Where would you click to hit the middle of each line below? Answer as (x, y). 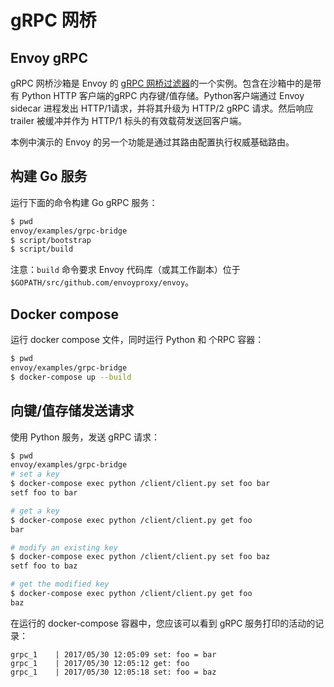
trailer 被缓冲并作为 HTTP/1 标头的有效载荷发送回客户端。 (128, 120)
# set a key (35, 474)
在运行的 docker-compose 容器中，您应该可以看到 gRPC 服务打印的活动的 (163, 623)
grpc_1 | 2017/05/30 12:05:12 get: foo (100, 663)
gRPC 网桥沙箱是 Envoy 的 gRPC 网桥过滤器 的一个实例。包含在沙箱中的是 (161, 83)
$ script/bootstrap (51, 240)
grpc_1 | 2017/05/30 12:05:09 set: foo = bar (113, 654)
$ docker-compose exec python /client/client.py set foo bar (140, 484)
